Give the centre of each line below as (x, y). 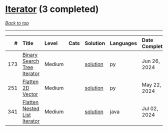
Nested (31, 108)
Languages (123, 43)
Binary (30, 54)
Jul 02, (150, 108)
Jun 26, (151, 61)
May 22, (151, 84)
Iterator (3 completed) (52, 9)
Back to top (17, 23)
